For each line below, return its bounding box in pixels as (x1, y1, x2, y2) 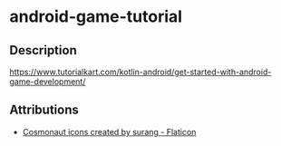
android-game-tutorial (9, 6, 183, 27)
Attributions (9, 102, 80, 118)
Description (9, 43, 77, 58)
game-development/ (9, 76, 86, 87)
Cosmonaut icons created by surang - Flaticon (22, 126, 197, 137)
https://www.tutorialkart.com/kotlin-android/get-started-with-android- (9, 66, 272, 77)
